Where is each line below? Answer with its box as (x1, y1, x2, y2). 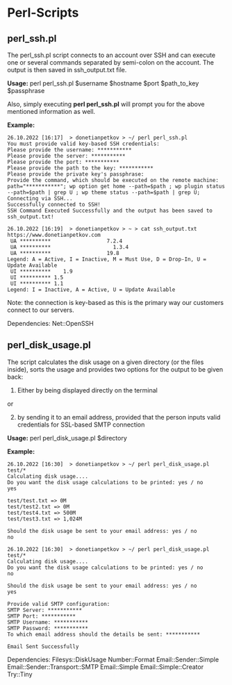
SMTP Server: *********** (7, 606, 82, 613)
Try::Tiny (7, 670, 33, 678)
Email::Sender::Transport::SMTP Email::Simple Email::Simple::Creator (7, 662, 204, 671)
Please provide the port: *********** (7, 158, 119, 165)
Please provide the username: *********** (7, 147, 132, 154)
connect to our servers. (7, 306, 74, 314)
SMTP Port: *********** (7, 613, 76, 620)
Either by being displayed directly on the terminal (17, 386, 158, 394)
